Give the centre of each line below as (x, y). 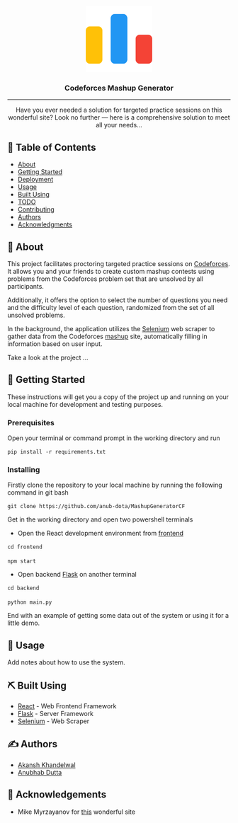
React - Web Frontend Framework (67, 706)
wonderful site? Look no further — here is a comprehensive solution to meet (119, 117)
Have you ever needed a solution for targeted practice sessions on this (119, 110)
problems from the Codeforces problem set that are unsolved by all (105, 279)
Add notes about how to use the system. (66, 662)
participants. (26, 286)
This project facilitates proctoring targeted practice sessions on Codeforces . (119, 263)
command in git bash (38, 493)
